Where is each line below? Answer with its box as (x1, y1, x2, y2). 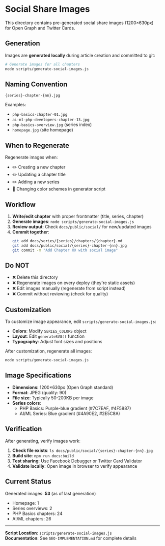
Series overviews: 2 (12, 505, 53, 511)
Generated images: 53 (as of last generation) (5, 490, 96, 496)
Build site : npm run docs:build (12, 452, 74, 458)
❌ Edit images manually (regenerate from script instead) (12, 286, 126, 291)
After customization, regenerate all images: (5, 348, 92, 354)
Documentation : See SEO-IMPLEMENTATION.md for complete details (5, 535, 137, 541)
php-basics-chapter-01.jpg (12, 112, 68, 117)
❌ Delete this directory (12, 274, 58, 280)
